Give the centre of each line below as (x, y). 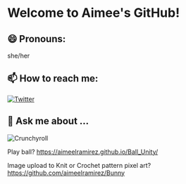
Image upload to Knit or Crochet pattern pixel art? (79, 165)
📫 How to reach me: (53, 79)
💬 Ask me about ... (48, 121)
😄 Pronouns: (37, 39)
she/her (19, 55)
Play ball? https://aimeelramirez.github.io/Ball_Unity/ (83, 152)
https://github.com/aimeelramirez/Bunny (66, 173)
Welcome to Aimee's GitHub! (94, 13)
